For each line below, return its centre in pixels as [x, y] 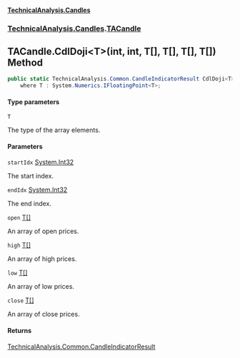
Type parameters [34, 102]
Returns [20, 331]
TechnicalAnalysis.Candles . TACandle [74, 29]
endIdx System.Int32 [37, 190]
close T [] [21, 300]
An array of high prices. [42, 259]
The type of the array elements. [54, 130]
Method [25, 62]
